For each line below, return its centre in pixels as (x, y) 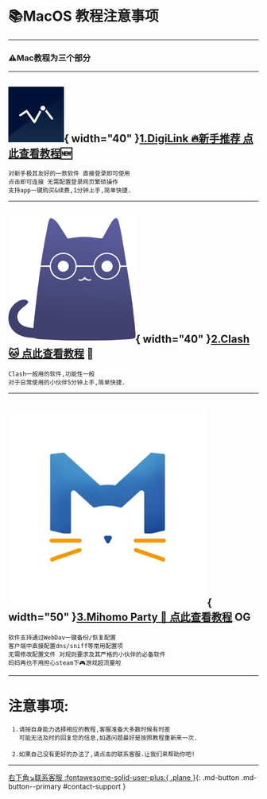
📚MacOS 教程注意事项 (83, 16)
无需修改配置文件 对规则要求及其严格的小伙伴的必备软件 (87, 654)
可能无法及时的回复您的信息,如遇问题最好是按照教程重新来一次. (108, 738)
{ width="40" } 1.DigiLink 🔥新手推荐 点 (159, 139)
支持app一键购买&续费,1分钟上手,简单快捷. (70, 191)
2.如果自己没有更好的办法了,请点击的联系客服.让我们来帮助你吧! (103, 754)
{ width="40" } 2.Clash (193, 340)
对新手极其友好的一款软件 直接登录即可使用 (69, 174)
